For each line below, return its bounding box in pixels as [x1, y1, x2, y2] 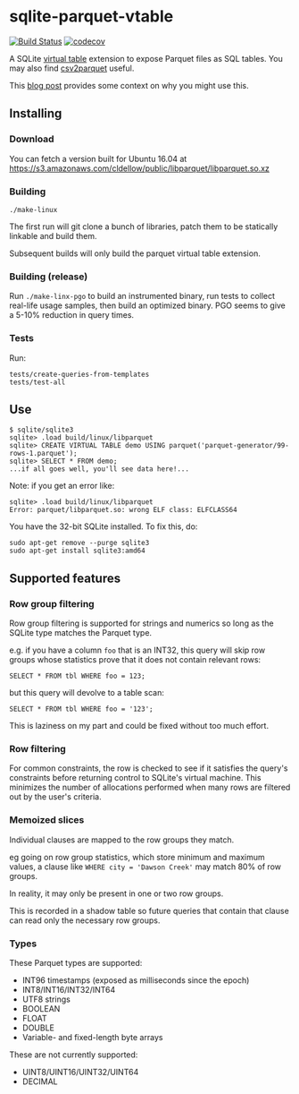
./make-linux [9, 205, 58, 214]
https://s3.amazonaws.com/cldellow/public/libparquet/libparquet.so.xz [9, 163, 270, 174]
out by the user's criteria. [9, 791, 102, 802]
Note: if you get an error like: [9, 481, 115, 491]
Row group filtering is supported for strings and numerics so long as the [9, 618, 274, 628]
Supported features [9, 570, 121, 585]
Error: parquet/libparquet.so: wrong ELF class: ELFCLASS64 [9, 506, 238, 515]
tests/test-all [9, 378, 66, 387]
